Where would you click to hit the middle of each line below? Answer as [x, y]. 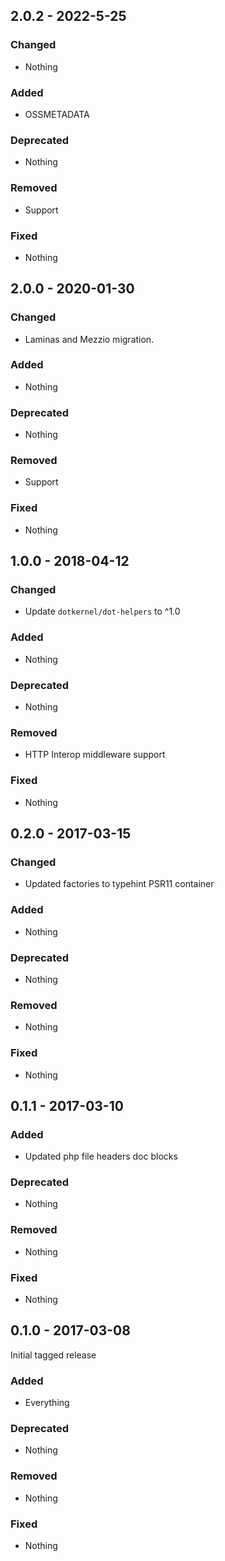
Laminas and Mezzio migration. [89, 339]
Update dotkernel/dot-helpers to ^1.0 [102, 611]
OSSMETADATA [57, 114]
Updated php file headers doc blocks [101, 1156]
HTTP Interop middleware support [95, 755]
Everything [47, 1403]
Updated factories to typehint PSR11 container [119, 884]
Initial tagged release [53, 1355]
